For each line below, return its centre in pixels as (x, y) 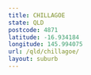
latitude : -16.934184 (44, 37)
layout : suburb (33, 59)
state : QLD (26, 23)
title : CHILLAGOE (37, 15)
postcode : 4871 (33, 30)
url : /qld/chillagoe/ (44, 52)
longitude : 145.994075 (45, 45)
